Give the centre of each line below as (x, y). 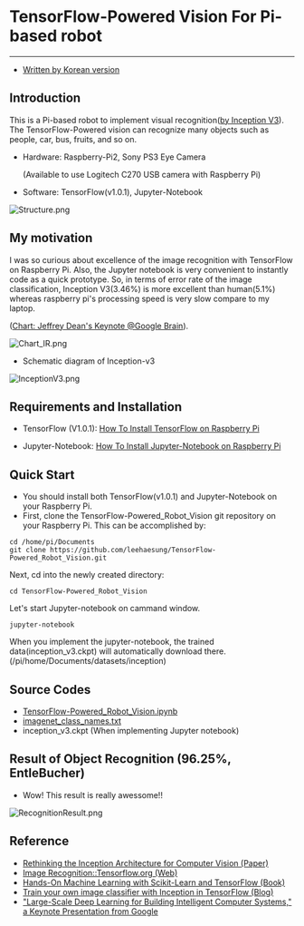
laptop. (23, 308)
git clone (28, 551)
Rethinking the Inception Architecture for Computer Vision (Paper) (145, 863)
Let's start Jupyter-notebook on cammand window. (105, 609)
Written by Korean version (71, 69)
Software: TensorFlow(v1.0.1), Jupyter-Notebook (113, 191)
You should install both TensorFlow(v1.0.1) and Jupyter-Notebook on (150, 497)
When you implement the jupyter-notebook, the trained (112, 642)
